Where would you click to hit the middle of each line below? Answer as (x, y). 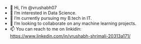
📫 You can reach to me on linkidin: (46, 29)
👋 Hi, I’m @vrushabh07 (33, 8)
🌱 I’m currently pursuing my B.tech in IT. (51, 18)
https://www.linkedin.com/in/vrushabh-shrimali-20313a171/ (70, 36)
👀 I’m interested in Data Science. (43, 13)
